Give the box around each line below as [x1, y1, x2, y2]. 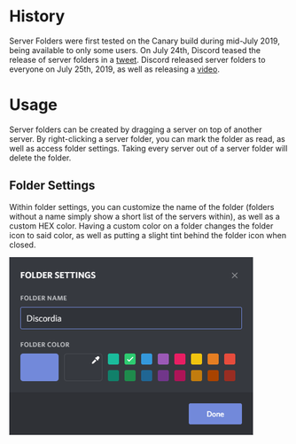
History [9, 6, 66, 27]
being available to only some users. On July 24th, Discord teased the [9, 44, 261, 55]
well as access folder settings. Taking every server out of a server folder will [9, 143, 288, 153]
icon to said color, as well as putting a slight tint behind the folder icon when [9, 230, 287, 240]
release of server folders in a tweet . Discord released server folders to [9, 54, 266, 65]
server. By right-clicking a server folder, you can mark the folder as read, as [9, 133, 285, 144]
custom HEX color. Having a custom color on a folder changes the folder [9, 220, 274, 231]
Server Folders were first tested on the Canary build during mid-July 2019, [9, 35, 281, 46]
